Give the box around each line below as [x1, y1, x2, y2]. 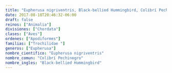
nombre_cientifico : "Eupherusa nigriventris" [5, 50, 104, 56]
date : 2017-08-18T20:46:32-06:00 [5, 12, 77, 17]
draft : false [5, 17, 33, 22]
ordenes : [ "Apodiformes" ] [5, 36, 60, 42]
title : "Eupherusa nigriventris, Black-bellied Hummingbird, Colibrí [5, 7, 157, 13]
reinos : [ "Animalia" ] [5, 22, 52, 27]
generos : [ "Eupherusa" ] [5, 46, 56, 51]
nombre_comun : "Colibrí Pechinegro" [5, 55, 83, 61]
